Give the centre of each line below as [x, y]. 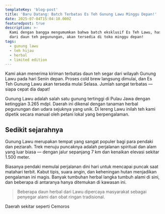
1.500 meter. [18, 157]
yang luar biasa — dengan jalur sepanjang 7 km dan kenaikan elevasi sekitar [82, 152]
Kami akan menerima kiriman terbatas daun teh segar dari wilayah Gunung [81, 73]
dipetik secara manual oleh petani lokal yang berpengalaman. [67, 114]
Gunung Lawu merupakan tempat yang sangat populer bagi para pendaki [79, 142]
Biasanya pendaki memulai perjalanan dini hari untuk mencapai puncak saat [82, 166]
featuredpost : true [25, 23]
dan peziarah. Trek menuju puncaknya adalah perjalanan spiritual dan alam [81, 147]
